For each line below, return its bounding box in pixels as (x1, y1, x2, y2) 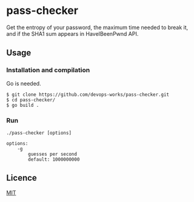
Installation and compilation (6, 66, 90, 75)
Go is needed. (6, 79, 41, 87)
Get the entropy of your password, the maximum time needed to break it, (6, 24, 189, 31)
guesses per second (28, 151, 78, 157)
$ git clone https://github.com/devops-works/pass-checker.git (6, 92, 170, 98)
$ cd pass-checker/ (6, 96, 56, 103)
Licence (6, 173, 38, 183)
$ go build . (6, 102, 39, 108)
